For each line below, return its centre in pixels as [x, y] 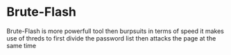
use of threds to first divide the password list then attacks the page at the [111, 38]
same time [22, 45]
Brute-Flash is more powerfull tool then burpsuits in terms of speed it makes [115, 31]
